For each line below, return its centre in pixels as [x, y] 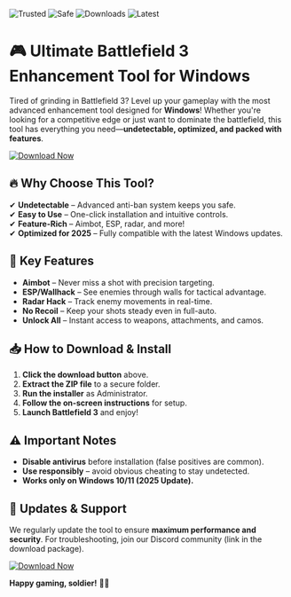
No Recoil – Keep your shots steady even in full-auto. [119, 310]
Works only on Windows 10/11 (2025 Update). [108, 481]
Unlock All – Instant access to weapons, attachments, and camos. [143, 320]
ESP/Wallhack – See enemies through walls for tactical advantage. [144, 292]
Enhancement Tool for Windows [130, 76]
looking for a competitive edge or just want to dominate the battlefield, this [145, 119]
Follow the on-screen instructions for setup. [105, 403]
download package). [47, 549]
